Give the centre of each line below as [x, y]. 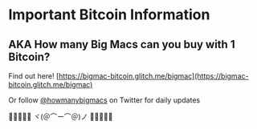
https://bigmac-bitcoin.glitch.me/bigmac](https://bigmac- [154, 76]
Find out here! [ [34, 76]
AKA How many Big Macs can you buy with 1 [122, 44]
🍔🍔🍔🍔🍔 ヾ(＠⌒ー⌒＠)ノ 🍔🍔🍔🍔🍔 [61, 117]
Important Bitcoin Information [109, 15]
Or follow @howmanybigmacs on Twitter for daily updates [104, 100]
